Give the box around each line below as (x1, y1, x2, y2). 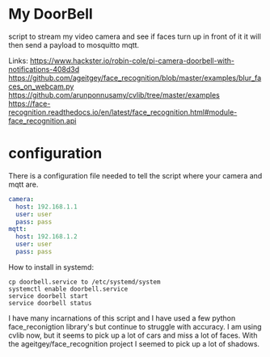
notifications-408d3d (8, 64, 79, 73)
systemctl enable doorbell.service (8, 284, 129, 293)
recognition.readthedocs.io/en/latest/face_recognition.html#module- (8, 107, 238, 117)
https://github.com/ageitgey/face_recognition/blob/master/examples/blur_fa (8, 73, 262, 82)
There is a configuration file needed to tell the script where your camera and (8, 170, 263, 180)
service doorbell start (8, 292, 89, 300)
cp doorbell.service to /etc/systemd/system (8, 278, 161, 286)
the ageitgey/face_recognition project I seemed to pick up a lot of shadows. (8, 338, 260, 348)
